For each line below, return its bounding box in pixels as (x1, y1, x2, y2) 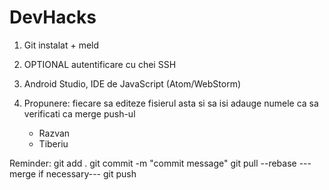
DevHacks (9, 6, 97, 29)
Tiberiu (38, 137, 69, 150)
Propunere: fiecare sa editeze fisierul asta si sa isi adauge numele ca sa (23, 97, 319, 109)
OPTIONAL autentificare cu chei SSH (23, 58, 177, 70)
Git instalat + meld (23, 39, 100, 51)
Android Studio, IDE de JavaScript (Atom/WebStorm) (23, 77, 242, 90)
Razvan (38, 127, 71, 139)
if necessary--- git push (38, 167, 137, 180)
